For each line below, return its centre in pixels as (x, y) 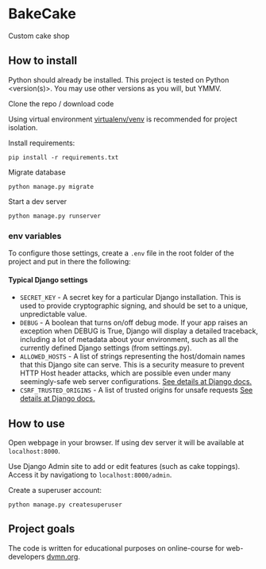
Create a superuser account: (55, 490)
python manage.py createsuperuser (66, 505)
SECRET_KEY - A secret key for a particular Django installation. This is (130, 298)
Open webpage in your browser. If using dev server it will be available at (126, 443)
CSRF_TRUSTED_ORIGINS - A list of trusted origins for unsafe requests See (136, 390)
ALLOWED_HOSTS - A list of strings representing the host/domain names (132, 356)
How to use (37, 423)
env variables (35, 236)
